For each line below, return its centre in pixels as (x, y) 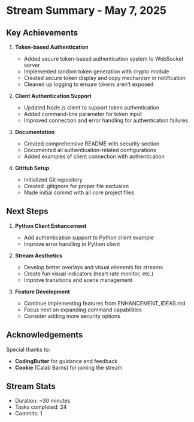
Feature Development (42, 292)
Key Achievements (42, 33)
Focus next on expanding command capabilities (83, 310)
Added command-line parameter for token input (83, 114)
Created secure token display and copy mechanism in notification (104, 78)
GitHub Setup (32, 168)
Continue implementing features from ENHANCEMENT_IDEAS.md (104, 303)
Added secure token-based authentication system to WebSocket (104, 59)
